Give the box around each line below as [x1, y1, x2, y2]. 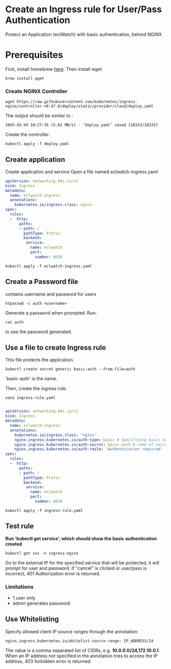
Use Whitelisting [5, 615, 60, 624]
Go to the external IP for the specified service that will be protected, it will [5, 559, 159, 565]
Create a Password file [5, 277, 78, 286]
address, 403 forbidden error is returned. [5, 658, 92, 664]
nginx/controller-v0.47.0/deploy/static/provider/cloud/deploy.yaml [5, 104, 154, 109]
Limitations [5, 583, 34, 590]
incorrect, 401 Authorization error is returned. [5, 570, 101, 577]
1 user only [12, 595, 36, 601]
